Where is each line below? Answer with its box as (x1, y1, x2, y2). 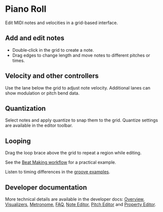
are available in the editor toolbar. (5, 122, 73, 128)
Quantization (5, 104, 46, 113)
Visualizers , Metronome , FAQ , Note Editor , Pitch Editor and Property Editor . (5, 202, 156, 207)
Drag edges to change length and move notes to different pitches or (12, 52, 150, 58)
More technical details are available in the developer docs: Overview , (5, 196, 145, 202)
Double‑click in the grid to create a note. (12, 47, 95, 53)
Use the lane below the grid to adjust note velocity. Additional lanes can (5, 85, 151, 91)
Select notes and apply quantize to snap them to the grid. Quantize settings (5, 117, 159, 123)
